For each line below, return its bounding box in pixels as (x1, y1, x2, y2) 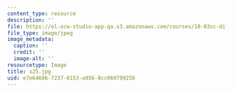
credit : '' (13, 49, 45, 56)
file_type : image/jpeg (7, 29, 73, 37)
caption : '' (13, 42, 49, 49)
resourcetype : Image (7, 62, 68, 68)
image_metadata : (7, 36, 54, 43)
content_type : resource (7, 10, 77, 17)
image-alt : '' (13, 55, 54, 62)
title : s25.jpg (7, 68, 52, 75)
